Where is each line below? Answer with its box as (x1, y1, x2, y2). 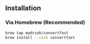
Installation (5, 4, 41, 12)
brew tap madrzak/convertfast (5, 30, 69, 35)
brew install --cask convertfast (5, 35, 75, 40)
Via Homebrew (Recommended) (5, 19, 85, 26)
